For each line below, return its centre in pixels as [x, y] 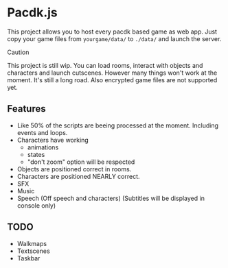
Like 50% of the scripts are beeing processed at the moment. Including [117, 125]
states [36, 154]
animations [43, 147]
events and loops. [42, 132]
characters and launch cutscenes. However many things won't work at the [112, 73]
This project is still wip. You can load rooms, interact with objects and [105, 65]
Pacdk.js [33, 13]
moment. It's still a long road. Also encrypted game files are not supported [112, 80]
